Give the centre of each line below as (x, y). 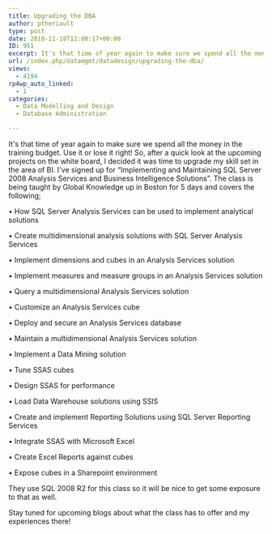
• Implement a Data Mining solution (67, 354)
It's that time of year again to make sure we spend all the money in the (125, 144)
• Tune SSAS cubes (41, 370)
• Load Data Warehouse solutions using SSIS (83, 401)
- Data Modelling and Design (65, 106)
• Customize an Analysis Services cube (74, 307)
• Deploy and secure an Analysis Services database (95, 323)
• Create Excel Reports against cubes (71, 457)
